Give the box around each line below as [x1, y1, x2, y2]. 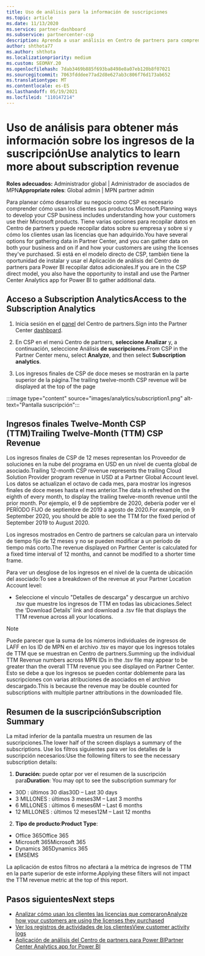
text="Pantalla [6, 401, 42, 408]
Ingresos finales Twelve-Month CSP [6, 419, 146, 429]
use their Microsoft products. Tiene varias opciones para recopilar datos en [6, 218, 196, 225]
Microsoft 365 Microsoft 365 [15, 838, 87, 846]
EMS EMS [15, 851, 38, 859]
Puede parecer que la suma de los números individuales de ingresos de [6, 637, 187, 644]
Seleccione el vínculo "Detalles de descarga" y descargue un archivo [15, 594, 189, 601]
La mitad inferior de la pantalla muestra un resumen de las [6, 733, 153, 740]
